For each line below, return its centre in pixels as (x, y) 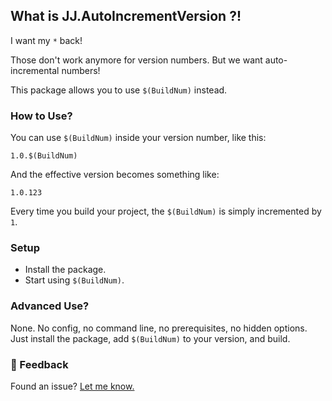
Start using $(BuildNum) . (74, 280)
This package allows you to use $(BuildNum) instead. (119, 90)
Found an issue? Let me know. (72, 386)
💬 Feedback (39, 364)
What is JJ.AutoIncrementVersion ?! (126, 16)
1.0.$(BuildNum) (44, 156)
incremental (35, 70)
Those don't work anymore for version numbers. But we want (136, 60)
